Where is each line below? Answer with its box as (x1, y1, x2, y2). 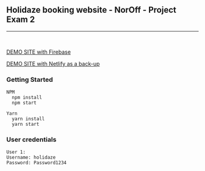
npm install (12, 95, 43, 101)
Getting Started (6, 75, 53, 84)
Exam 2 (6, 15, 35, 25)
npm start (12, 100, 37, 106)
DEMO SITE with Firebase (6, 48, 71, 56)
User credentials (6, 136, 57, 144)
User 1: (6, 149, 26, 155)
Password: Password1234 (6, 160, 67, 166)
